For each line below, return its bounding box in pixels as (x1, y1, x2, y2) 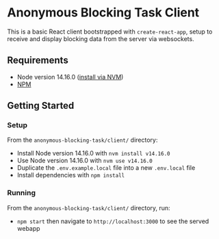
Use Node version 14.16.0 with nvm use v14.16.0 (16, 156, 153, 165)
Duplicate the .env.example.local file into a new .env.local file (16, 164, 196, 172)
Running (7, 188, 36, 198)
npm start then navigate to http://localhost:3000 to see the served (16, 217, 209, 225)
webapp (16, 224, 40, 232)
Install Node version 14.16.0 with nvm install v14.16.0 (16, 149, 170, 158)
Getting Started (7, 100, 75, 112)
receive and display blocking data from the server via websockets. (7, 34, 194, 42)
